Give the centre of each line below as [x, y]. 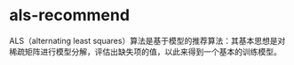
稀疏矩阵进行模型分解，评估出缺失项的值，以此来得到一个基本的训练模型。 [145, 51]
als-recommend [70, 15]
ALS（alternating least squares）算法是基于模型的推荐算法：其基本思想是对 [147, 40]
